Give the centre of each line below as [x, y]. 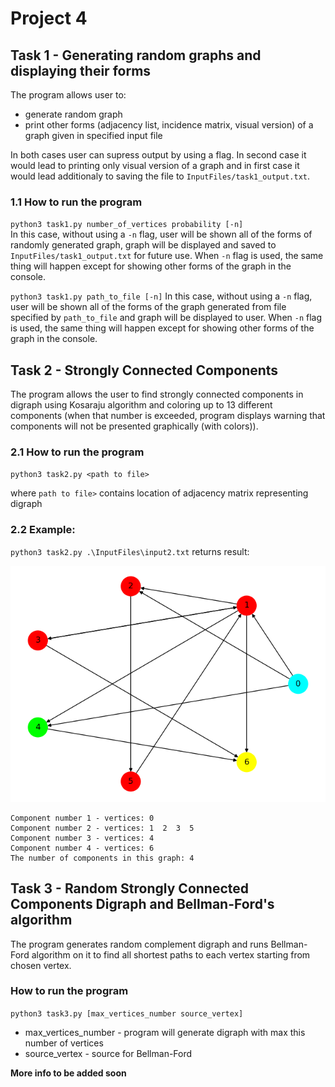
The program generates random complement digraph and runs [139, 944]
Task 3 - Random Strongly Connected [130, 888]
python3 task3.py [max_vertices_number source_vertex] [127, 1013]
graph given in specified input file [93, 135]
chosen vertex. [41, 965]
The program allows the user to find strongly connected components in [157, 394]
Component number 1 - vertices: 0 [82, 818]
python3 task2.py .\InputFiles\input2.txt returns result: [130, 551]
